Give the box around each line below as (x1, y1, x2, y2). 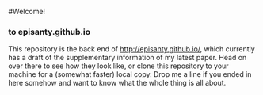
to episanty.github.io (8, 26, 91, 37)
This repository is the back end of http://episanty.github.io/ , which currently (8, 44, 255, 54)
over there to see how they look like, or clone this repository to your (8, 61, 229, 70)
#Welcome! (8, 7, 46, 16)
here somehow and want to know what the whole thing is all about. (8, 78, 227, 88)
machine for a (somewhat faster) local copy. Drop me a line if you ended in (8, 70, 252, 79)
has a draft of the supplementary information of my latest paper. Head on (8, 53, 247, 63)
